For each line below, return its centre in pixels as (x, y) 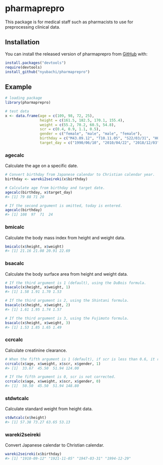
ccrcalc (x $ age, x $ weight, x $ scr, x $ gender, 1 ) (53, 364)
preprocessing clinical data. (33, 27)
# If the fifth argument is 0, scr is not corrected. (61, 377)
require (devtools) (24, 67)
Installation (22, 42)
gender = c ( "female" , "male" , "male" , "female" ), (91, 134)
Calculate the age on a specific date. (42, 166)
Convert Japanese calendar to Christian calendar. (55, 445)
